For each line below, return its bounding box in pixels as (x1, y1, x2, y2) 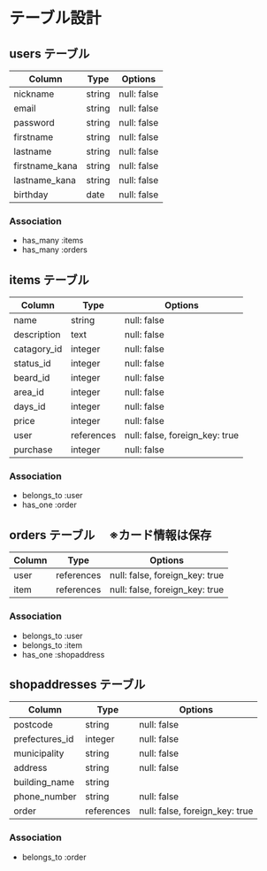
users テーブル (9, 46, 90, 61)
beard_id (13, 372, 50, 384)
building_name (13, 776, 75, 789)
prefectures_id (13, 733, 74, 745)
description (13, 328, 61, 341)
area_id (13, 386, 44, 398)
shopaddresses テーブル (9, 676, 146, 691)
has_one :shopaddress (21, 649, 105, 659)
